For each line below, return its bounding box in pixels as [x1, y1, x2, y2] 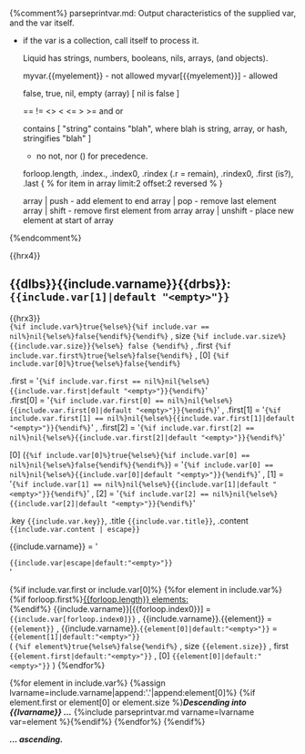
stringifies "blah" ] [22, 133, 92, 144]
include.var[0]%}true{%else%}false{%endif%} [9, 359, 181, 368]
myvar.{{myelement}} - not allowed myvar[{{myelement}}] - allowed [22, 70, 279, 81]
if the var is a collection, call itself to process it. [22, 36, 199, 46]
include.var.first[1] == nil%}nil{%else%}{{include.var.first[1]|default [9, 413, 296, 423]
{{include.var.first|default [9, 386, 120, 395]
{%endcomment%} [9, 232, 82, 243]
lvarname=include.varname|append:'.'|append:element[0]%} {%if [9, 687, 256, 698]
